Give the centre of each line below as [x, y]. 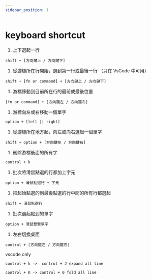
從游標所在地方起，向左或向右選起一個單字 [57, 132]
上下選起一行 [26, 50]
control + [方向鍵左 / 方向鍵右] [38, 245]
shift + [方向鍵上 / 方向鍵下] [35, 61]
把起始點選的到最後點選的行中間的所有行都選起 [62, 193]
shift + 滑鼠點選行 [24, 203]
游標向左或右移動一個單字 [39, 112]
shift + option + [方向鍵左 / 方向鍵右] [46, 142]
